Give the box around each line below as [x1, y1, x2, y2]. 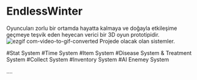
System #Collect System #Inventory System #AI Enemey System [6, 56, 169, 63]
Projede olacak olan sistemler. [99, 37, 176, 45]
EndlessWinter [6, 4, 83, 18]
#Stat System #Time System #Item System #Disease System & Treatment [6, 49, 192, 56]
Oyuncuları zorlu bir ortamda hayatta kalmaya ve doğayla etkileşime [6, 24, 177, 32]
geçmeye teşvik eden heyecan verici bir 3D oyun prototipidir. [6, 31, 160, 38]
